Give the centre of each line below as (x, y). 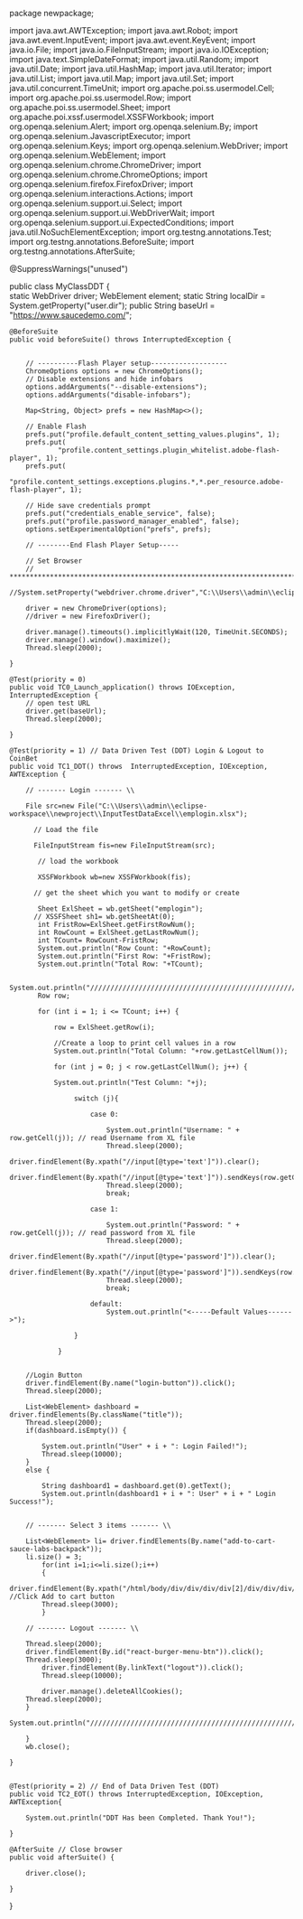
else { (38, 1470)
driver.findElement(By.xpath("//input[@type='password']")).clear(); (143, 1257)
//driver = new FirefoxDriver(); (88, 616)
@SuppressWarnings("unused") (69, 269)
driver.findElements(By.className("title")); (96, 1415)
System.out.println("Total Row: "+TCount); (120, 964)
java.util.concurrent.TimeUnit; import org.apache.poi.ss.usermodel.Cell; (142, 88)
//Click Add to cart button (62, 1596)
